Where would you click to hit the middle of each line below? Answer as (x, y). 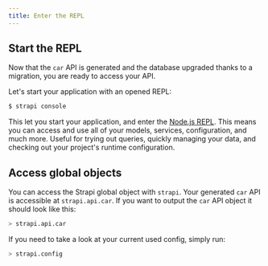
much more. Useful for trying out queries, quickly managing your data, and (132, 139)
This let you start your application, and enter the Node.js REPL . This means (132, 122)
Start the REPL (45, 49)
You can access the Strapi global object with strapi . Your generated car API (134, 192)
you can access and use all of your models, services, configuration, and (128, 130)
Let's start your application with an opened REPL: (90, 92)
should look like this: (42, 209)
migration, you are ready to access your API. (82, 76)
